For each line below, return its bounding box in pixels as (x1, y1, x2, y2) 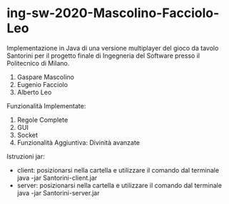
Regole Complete (16, 116, 68, 124)
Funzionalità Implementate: (6, 101, 86, 110)
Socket (16, 131, 39, 139)
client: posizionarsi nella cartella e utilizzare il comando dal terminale (16, 165, 219, 174)
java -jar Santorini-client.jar (16, 173, 98, 182)
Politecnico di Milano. (6, 58, 70, 67)
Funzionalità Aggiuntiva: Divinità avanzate (16, 138, 141, 147)
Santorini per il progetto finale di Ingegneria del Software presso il (6, 51, 200, 60)
